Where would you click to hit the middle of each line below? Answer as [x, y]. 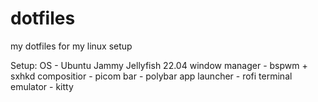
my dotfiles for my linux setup [71, 46]
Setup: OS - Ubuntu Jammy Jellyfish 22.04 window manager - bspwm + [159, 65]
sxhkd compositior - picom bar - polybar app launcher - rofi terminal [151, 76]
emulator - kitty [42, 86]
